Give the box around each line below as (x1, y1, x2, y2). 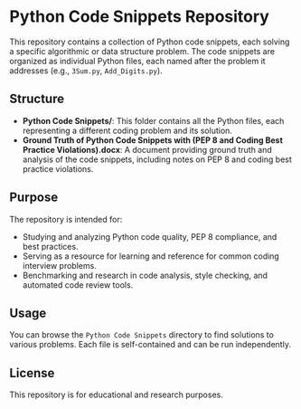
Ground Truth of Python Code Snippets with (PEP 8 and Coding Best (22, 134, 283, 146)
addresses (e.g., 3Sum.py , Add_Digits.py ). (9, 65, 163, 76)
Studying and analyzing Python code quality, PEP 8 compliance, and (22, 231, 277, 242)
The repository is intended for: (9, 214, 123, 224)
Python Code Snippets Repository (9, 6, 269, 27)
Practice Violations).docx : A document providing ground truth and (22, 144, 273, 155)
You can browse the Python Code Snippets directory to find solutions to (9, 329, 274, 340)
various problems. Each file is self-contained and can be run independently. (9, 339, 292, 350)
